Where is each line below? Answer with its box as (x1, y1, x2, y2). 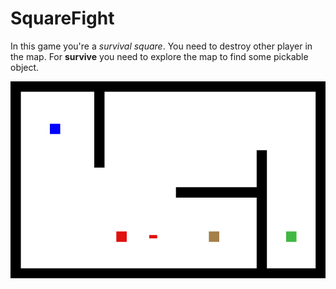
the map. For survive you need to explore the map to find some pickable (10, 50, 309, 62)
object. (10, 61, 40, 73)
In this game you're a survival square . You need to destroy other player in (10, 40, 313, 52)
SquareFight (10, 7, 115, 30)
